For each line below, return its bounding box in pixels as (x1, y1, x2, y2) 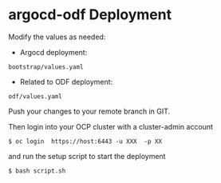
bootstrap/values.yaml (8, 62, 84, 71)
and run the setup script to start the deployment (8, 151, 166, 161)
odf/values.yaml (8, 92, 62, 101)
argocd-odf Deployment (8, 6, 172, 24)
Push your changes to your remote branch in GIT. (8, 106, 171, 116)
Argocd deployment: (19, 47, 88, 57)
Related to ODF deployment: (19, 77, 113, 86)
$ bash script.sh (8, 166, 66, 175)
